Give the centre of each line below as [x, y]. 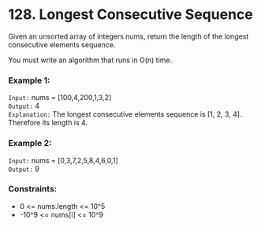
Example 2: [30, 143]
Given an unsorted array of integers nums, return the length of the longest [129, 36]
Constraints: [33, 189]
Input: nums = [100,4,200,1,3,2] [60, 98]
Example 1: [29, 80]
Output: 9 [24, 169]
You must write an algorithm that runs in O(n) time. [90, 60]
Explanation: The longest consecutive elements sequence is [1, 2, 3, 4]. [125, 114]
